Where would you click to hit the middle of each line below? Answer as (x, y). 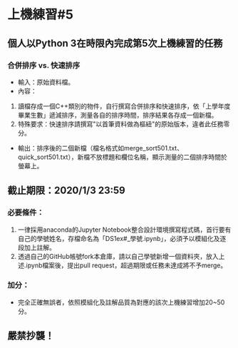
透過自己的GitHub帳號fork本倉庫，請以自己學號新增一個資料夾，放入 (118, 256)
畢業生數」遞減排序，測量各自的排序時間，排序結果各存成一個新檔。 (118, 115)
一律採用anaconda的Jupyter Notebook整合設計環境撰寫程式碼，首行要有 (124, 230)
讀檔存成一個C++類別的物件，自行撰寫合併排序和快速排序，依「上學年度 (124, 106)
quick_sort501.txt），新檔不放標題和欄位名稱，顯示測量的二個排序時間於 (122, 157)
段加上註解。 (36, 247)
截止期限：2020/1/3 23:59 (67, 191)
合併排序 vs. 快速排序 (44, 65)
